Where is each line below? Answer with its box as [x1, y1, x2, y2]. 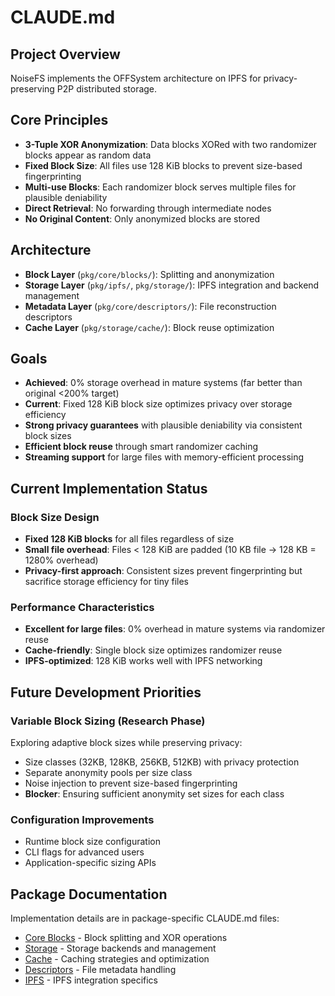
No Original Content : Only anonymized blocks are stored [24, 212, 261, 225]
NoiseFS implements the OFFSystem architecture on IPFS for [10, 72, 262, 84]
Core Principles [10, 112, 109, 129]
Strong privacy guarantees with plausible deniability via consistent [24, 419, 303, 431]
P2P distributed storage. [56, 83, 158, 95]
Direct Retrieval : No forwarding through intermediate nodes [24, 202, 272, 214]
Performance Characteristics [10, 601, 155, 615]
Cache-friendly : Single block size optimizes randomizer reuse [24, 644, 283, 656]
